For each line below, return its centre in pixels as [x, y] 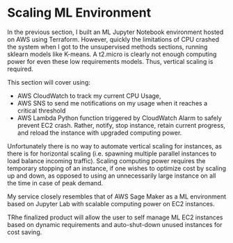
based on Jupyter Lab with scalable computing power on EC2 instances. [111, 203]
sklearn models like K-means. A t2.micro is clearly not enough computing [112, 54]
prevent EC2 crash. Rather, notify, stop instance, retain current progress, [121, 125]
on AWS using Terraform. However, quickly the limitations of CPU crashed [113, 39]
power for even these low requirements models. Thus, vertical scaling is [110, 61]
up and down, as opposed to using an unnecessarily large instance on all [112, 176]
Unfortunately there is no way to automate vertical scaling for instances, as [115, 146]
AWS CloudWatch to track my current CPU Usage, [89, 96]
